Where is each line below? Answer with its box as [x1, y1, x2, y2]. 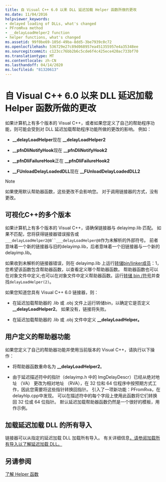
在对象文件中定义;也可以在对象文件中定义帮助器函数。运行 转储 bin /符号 [5, 273, 152, 278]
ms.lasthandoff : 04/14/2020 [5, 63, 63, 68]
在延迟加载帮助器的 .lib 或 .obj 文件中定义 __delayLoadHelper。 [12, 316, 142, 323]
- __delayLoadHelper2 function [5, 30, 70, 35]
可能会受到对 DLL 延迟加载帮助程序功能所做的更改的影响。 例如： [18, 126, 152, 132]
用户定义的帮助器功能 [5, 333, 70, 341]
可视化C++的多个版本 [5, 210, 71, 219]
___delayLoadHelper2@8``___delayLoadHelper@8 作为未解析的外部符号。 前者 [5, 237, 159, 243]
